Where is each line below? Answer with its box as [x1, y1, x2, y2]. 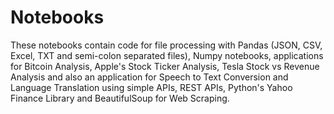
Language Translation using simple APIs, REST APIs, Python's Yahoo [10, 81, 293, 93]
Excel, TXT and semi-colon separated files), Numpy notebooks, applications [10, 49, 324, 61]
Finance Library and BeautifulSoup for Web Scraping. [10, 92, 230, 104]
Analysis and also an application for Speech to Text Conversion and [10, 71, 289, 83]
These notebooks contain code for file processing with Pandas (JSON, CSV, [10, 39, 323, 51]
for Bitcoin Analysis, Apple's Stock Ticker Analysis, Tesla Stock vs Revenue [10, 60, 320, 72]
